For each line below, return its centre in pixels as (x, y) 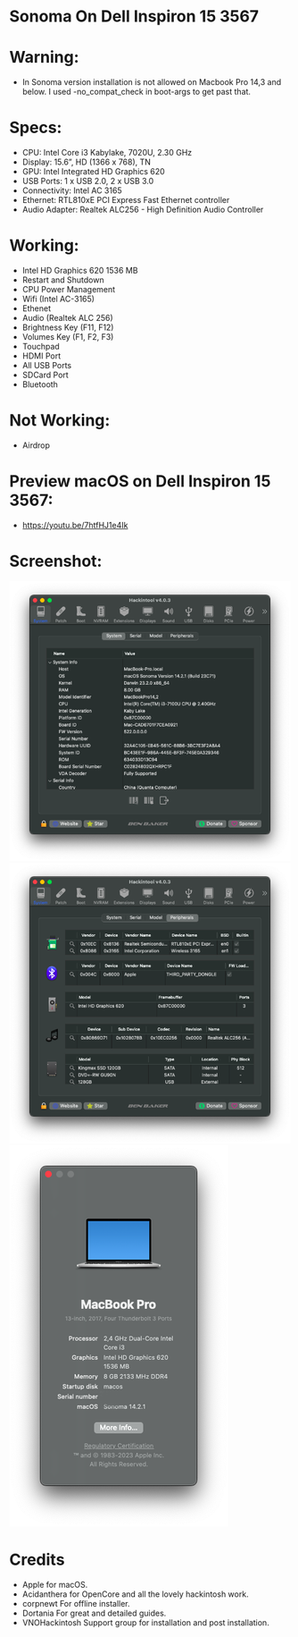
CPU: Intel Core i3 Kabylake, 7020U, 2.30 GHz (107, 153)
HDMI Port (41, 356)
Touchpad (41, 346)
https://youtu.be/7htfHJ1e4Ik (75, 525)
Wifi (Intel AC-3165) (58, 299)
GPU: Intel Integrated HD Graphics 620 (93, 172)
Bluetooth (40, 384)
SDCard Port (45, 375)
